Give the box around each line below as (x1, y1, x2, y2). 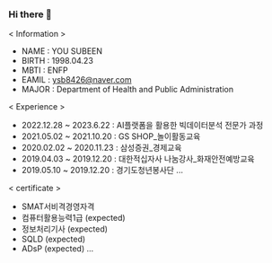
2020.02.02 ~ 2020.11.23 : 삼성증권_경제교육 (21, 143, 182, 153)
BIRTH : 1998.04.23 (21, 56, 93, 66)
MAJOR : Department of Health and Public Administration (21, 84, 234, 95)
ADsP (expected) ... (21, 243, 94, 254)
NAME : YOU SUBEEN (21, 46, 103, 57)
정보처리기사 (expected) (21, 224, 109, 234)
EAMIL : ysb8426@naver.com (21, 75, 132, 85)
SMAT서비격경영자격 (21, 201, 95, 212)
